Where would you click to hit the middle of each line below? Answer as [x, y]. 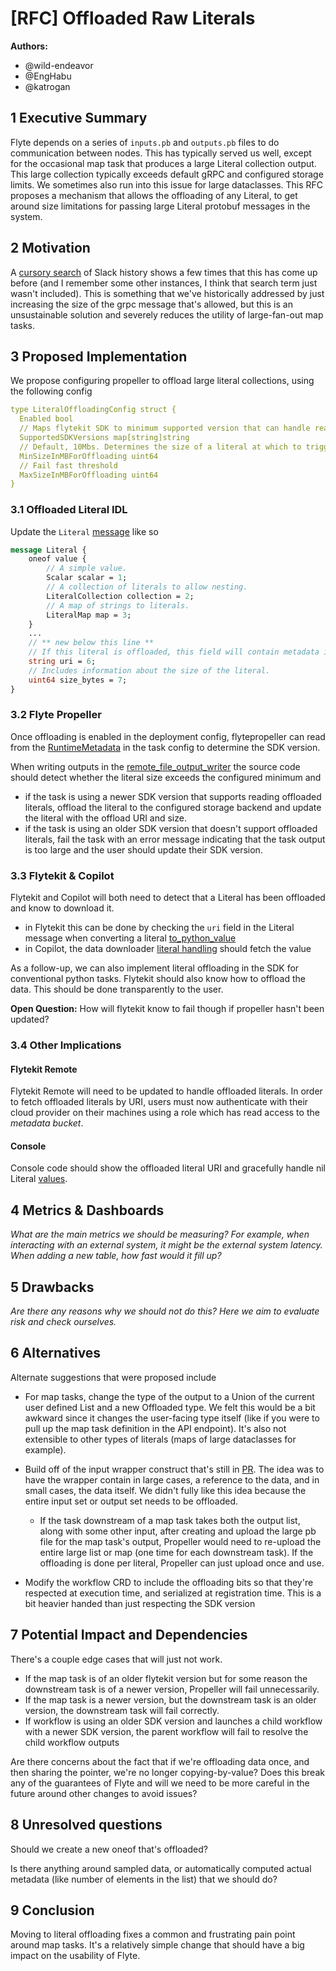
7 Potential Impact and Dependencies [129, 1635]
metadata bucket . [47, 1123]
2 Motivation [50, 248]
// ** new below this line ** [91, 643]
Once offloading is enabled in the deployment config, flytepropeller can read [168, 736]
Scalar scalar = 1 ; [87, 578]
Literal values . [39, 1179]
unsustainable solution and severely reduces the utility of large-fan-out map [167, 314]
